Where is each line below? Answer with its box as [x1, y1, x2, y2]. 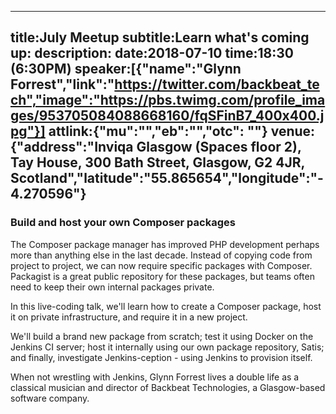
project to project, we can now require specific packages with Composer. [10, 259, 313, 271]
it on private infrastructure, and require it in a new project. [10, 311, 248, 323]
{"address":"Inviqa [10, 139, 134, 156]
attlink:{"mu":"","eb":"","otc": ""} [48, 123, 268, 140]
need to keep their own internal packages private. [10, 281, 215, 293]
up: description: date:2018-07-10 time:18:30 [10, 45, 294, 62]
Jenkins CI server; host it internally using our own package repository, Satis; [10, 341, 325, 353]
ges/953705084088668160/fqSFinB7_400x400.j [10, 107, 325, 125]
